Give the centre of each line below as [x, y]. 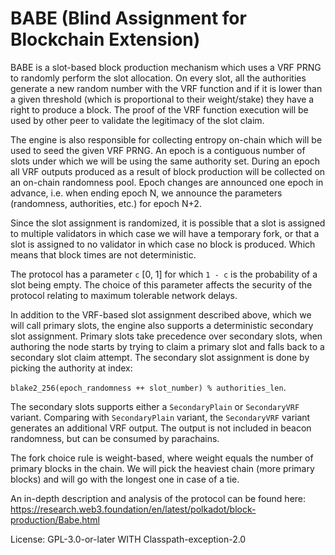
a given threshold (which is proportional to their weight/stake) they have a [162, 99]
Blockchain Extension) [105, 39]
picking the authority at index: [71, 368]
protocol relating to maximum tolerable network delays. [124, 295]
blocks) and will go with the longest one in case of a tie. [125, 479]
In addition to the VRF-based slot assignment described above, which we [161, 314]
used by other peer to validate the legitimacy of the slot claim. [137, 120]
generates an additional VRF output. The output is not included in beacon [161, 428]
